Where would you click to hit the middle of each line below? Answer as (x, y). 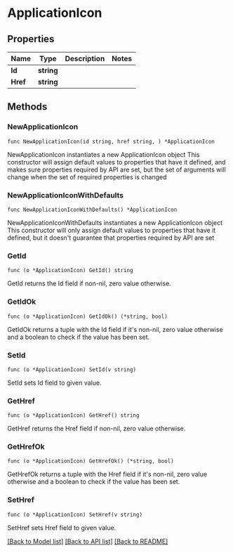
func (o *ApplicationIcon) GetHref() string (73, 416)
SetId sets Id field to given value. (54, 383)
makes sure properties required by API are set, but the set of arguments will (116, 169)
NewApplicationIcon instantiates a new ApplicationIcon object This (104, 154)
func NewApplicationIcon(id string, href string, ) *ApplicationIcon (111, 141)
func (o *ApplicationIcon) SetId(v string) (72, 370)
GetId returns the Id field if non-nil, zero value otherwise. (89, 283)
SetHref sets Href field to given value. (62, 527)
